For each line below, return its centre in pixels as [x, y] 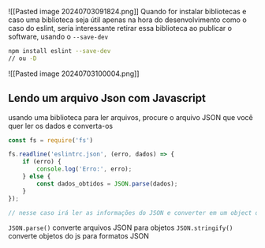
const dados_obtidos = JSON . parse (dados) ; [107, 184]
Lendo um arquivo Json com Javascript [107, 98]
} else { [37, 177]
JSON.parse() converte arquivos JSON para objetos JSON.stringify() [121, 227]
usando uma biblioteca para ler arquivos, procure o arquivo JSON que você [131, 117]
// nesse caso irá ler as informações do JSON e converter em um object [130, 212]
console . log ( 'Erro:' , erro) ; [84, 169]
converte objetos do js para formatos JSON [79, 236]
